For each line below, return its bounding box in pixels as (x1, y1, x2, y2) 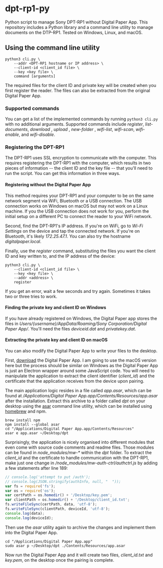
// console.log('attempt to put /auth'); (5, 475, 91, 480)
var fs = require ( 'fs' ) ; (5, 483, 56, 489)
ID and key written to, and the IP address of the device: (5, 253, 116, 259)
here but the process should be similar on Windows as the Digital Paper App (5, 362, 159, 368)
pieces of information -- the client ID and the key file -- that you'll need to (5, 165, 153, 171)
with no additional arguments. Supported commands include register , (5, 121, 144, 127)
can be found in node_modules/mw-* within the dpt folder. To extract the (5, 449, 152, 455)
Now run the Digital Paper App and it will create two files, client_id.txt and (5, 552, 153, 558)
